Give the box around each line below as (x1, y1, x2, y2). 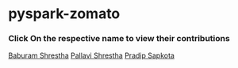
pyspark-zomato (8, 5, 121, 23)
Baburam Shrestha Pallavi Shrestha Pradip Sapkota (8, 51, 175, 60)
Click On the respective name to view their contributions (8, 33, 230, 44)
